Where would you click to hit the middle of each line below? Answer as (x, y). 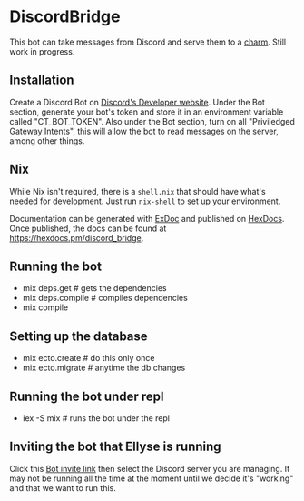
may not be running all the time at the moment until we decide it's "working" (152, 478)
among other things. (47, 140)
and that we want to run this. (63, 487)
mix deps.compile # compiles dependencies (105, 298)
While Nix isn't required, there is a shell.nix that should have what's (137, 191)
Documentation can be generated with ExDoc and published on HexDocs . (147, 218)
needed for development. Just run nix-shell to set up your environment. (145, 201)
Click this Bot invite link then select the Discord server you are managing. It (150, 468)
